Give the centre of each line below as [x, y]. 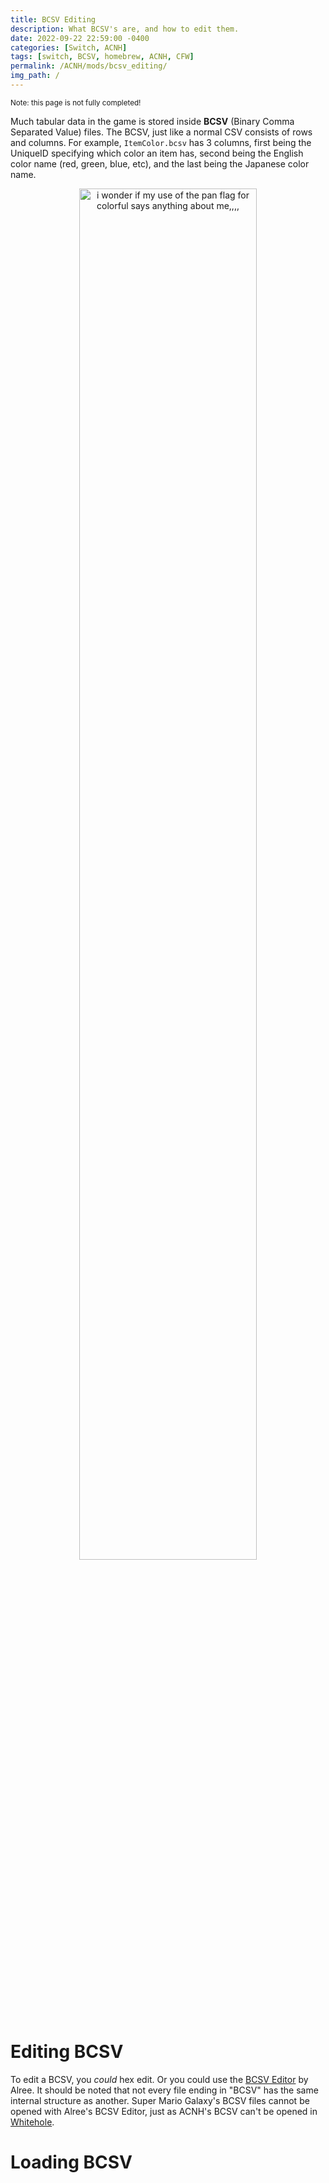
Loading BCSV [71, 2162]
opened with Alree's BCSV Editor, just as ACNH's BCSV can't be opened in [164, 2111]
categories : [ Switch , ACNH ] [69, 47]
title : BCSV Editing [53, 19]
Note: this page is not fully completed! [76, 102]
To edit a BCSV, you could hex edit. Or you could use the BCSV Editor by [159, 2079]
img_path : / [35, 76]
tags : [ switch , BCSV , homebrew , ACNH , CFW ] [102, 57]
